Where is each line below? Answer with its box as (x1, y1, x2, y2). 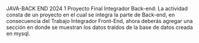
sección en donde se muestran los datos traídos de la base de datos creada (6, 24, 193, 31)
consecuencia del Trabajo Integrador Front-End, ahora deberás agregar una (6, 18, 193, 24)
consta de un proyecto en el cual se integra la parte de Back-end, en (6, 11, 175, 18)
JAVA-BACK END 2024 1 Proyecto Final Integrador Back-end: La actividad (6, 5, 188, 12)
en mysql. (6, 30, 30, 37)
